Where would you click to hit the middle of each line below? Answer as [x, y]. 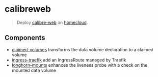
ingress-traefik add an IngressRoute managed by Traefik [69, 60]
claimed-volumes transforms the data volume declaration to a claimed [82, 49]
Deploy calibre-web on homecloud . [52, 22]
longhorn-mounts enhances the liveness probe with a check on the [79, 65]
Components [25, 38]
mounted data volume [34, 70]
